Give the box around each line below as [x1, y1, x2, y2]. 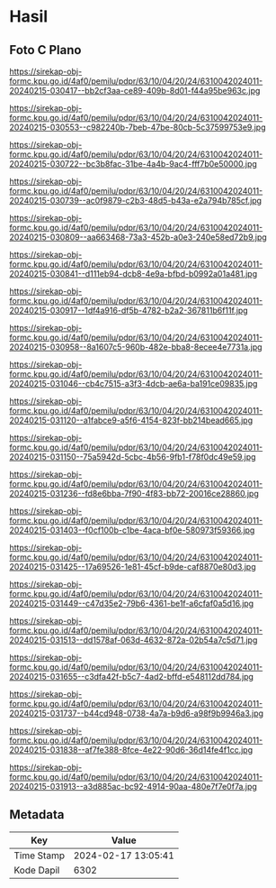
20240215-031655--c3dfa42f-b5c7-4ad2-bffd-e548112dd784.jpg [9, 672, 254, 682]
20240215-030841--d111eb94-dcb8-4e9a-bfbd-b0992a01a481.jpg [9, 269, 258, 279]
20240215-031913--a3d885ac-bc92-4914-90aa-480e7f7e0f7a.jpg [9, 782, 258, 792]
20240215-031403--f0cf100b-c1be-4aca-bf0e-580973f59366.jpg [9, 525, 255, 536]
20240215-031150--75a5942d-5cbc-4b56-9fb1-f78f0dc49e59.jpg [9, 452, 256, 462]
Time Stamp [13, 849, 66, 862]
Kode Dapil [13, 864, 60, 876]
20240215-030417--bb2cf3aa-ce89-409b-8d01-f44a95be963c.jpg [9, 86, 261, 96]
